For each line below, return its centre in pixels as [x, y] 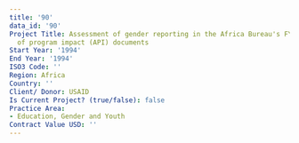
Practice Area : [37, 108]
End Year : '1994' [41, 59]
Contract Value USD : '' [53, 125]
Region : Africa [37, 75]
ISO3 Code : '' [36, 68]
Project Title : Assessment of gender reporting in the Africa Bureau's [145, 34]
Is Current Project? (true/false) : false [87, 100]
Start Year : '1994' [45, 51]
